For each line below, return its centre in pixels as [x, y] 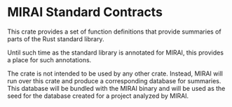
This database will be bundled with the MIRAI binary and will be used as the [116, 88]
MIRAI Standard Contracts [85, 12]
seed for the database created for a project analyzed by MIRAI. [98, 96]
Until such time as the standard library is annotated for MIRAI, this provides [116, 52]
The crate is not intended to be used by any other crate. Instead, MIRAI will [115, 73]
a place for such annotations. [49, 59]
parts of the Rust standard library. [56, 38]
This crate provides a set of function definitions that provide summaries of [115, 31]
